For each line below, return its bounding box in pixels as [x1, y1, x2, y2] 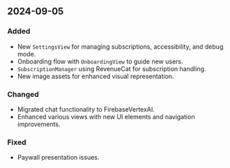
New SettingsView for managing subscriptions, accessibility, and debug [17, 42, 224, 51]
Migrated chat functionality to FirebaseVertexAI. [17, 105, 155, 114]
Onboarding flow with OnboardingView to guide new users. [17, 57, 183, 66]
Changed [7, 89, 40, 99]
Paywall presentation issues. [17, 153, 100, 162]
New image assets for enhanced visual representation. [17, 72, 174, 80]
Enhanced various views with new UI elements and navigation [17, 112, 195, 121]
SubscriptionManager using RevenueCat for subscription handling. [17, 64, 206, 72]
